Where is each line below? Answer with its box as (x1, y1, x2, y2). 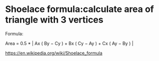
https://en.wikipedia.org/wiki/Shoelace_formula (5, 50, 102, 56)
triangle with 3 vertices (5, 14, 103, 25)
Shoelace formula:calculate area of (5, 3, 154, 15)
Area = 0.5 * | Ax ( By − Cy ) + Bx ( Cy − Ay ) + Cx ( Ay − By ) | (5, 40, 133, 46)
